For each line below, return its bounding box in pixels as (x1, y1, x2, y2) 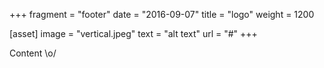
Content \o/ (9, 47, 57, 59)
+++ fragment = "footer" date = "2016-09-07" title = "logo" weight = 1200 (9, 9, 315, 20)
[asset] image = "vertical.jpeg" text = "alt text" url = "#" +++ (9, 28, 258, 39)
